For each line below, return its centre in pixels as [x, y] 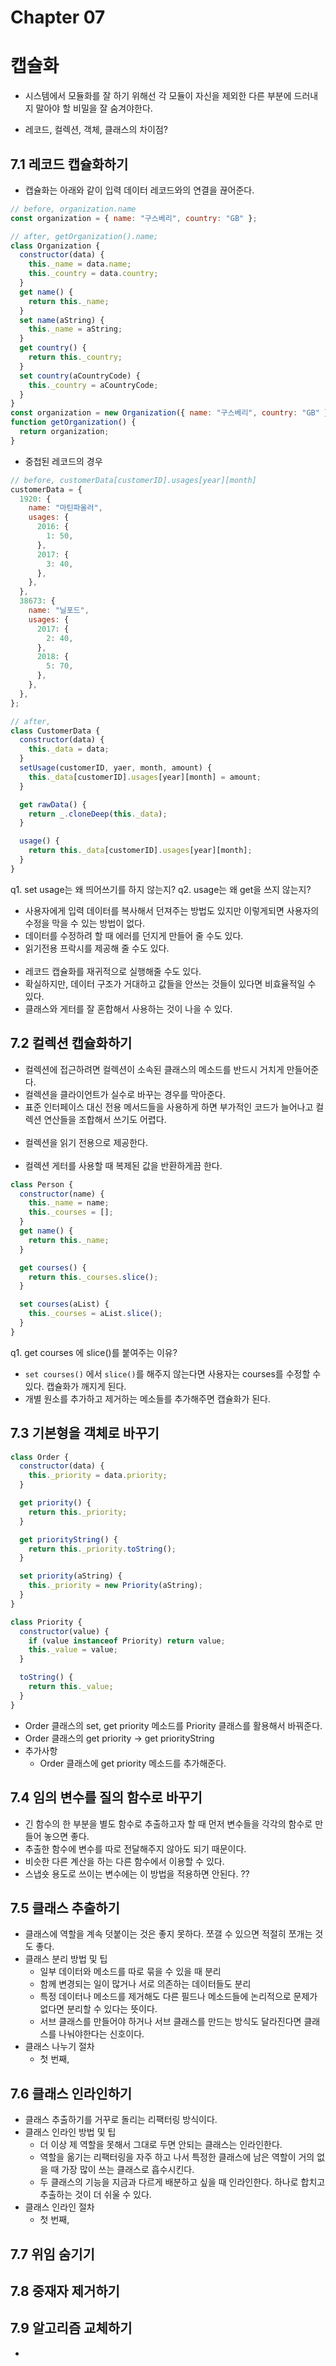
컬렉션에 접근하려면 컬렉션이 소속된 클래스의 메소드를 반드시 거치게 [154, 1069]
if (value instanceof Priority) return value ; [127, 1641]
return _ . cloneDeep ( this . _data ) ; [98, 814]
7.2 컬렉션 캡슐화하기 [71, 1043]
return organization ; [64, 432]
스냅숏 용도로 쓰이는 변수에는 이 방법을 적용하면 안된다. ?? [137, 1873]
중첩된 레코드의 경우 [63, 461]
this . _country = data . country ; [93, 274]
